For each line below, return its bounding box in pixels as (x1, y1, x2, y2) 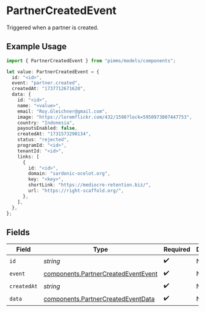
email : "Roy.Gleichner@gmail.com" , (17, 108, 108, 115)
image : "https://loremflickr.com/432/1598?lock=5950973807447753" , (17, 114, 192, 120)
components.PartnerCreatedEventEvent (43, 269, 158, 278)
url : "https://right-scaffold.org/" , (28, 188, 124, 194)
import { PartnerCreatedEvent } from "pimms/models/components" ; (6, 57, 176, 64)
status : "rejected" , (17, 136, 70, 143)
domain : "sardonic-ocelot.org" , (28, 171, 111, 177)
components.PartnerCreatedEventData (43, 294, 155, 303)
